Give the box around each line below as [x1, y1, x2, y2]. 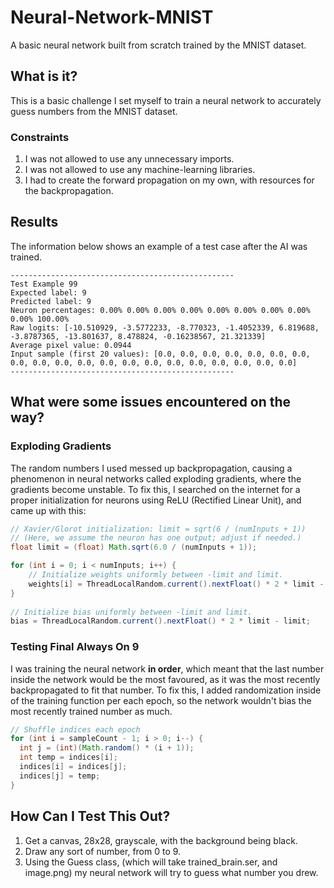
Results [10, 214, 59, 231]
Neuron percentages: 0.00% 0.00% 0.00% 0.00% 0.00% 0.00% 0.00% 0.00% [10, 305, 311, 315]
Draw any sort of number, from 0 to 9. [24, 845, 182, 857]
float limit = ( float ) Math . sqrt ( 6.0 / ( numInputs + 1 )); [10, 542, 257, 553]
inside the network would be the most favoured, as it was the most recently [10, 673, 321, 685]
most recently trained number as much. [10, 705, 173, 717]
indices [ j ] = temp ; [19, 771, 101, 781]
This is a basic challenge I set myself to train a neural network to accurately [10, 94, 322, 106]
